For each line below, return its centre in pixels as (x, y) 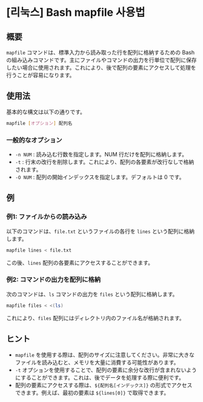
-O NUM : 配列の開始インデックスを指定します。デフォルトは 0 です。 (100, 177)
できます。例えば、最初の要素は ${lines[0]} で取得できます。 (92, 392)
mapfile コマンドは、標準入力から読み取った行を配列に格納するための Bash (101, 52)
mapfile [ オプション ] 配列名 (39, 123)
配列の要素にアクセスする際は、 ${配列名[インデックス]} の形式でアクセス (104, 385)
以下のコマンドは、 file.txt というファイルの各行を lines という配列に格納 (101, 231)
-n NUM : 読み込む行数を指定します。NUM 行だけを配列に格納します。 (101, 154)
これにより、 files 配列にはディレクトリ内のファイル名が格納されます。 (95, 318)
